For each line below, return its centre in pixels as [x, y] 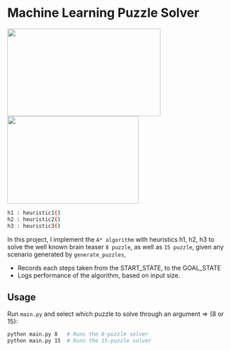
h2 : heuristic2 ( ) [34, 219]
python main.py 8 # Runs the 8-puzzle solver [78, 334]
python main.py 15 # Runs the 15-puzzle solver [79, 341]
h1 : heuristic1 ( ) [34, 213]
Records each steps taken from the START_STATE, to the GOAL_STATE [119, 268]
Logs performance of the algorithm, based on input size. [99, 275]
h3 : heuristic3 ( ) [34, 226]
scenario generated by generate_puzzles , [66, 254]
